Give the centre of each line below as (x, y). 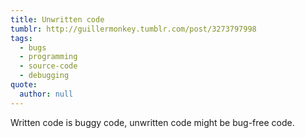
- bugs (33, 47)
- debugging (44, 76)
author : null (46, 94)
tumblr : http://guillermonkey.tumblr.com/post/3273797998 (133, 29)
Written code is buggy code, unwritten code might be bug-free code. (152, 122)
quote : (24, 85)
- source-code (48, 66)
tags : (21, 38)
